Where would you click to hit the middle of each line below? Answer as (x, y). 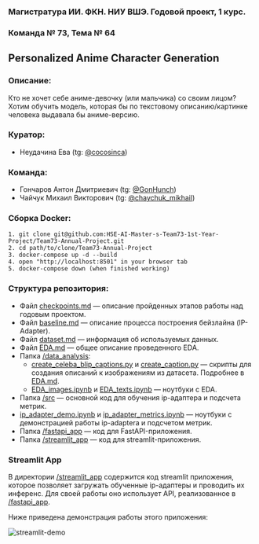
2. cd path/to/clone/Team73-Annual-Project (80, 248)
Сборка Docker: (40, 219)
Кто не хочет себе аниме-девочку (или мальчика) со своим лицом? (122, 97)
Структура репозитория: (58, 289)
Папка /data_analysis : (55, 355)
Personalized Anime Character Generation (114, 59)
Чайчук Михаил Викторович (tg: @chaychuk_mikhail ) (107, 198)
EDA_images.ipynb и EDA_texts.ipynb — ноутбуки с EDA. (124, 389)
